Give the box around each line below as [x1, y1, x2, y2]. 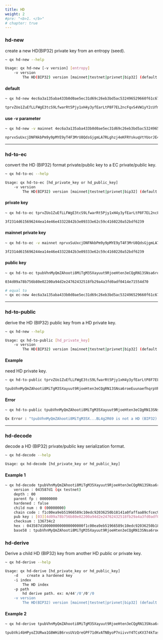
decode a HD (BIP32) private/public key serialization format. [5, 443, 125, 449]
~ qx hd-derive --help [5, 560, 51, 565]
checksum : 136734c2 [14, 519, 55, 524]
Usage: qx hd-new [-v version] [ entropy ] [5, 66, 90, 71]
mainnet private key [5, 230, 46, 236]
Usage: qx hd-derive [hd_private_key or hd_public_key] [5, 569, 120, 573]
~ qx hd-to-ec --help [5, 171, 49, 176]
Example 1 [5, 472, 26, 478]
